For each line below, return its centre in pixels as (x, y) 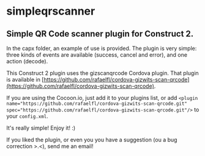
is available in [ (25, 80)
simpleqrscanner (51, 11)
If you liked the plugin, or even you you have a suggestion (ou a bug (92, 140)
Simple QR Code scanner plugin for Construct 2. (100, 34)
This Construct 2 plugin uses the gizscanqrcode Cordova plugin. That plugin (102, 73)
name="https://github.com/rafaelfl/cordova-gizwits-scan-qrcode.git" (97, 104)
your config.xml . (28, 116)
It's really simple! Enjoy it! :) (41, 128)
